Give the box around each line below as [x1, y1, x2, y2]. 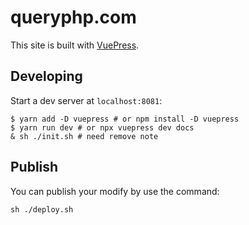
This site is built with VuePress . [10, 39, 140, 51]
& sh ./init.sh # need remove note [10, 131, 159, 141]
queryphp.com [10, 6, 137, 29]
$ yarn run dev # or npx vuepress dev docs [10, 122, 195, 133]
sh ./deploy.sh [10, 204, 74, 215]
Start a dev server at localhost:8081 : [10, 94, 163, 106]
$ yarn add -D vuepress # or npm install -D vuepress [10, 114, 240, 124]
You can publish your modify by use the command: [10, 185, 220, 197]
